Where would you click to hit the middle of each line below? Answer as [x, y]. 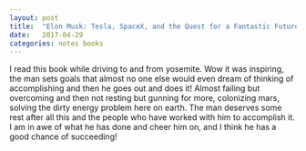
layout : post [34, 18]
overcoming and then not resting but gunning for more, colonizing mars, [144, 98]
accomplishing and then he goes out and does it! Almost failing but [135, 88]
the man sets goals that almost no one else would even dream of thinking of [152, 79]
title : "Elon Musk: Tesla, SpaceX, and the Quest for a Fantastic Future [154, 26]
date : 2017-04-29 [46, 35]
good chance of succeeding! [63, 136]
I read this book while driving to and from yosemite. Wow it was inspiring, [147, 69]
